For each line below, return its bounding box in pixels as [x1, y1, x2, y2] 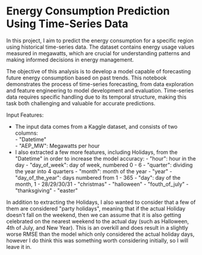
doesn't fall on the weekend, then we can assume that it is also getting [6, 211, 181, 218]
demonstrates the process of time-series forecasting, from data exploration [6, 80, 194, 88]
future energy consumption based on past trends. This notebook [6, 74, 167, 81]
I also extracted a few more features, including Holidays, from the [14, 149, 178, 156]
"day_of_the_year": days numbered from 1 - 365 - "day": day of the [14, 174, 181, 181]
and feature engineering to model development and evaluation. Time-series [6, 87, 194, 94]
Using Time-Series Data [6, 17, 128, 31]
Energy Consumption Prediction [6, 4, 170, 18]
